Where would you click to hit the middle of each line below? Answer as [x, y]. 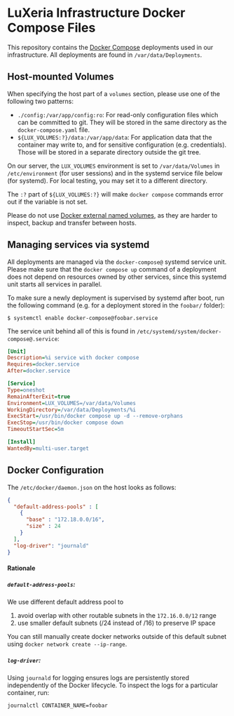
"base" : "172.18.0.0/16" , [65, 520]
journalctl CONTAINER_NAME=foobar [58, 706]
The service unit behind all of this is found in [71, 331]
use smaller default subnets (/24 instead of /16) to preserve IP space [116, 623]
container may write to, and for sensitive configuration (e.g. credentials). [122, 145]
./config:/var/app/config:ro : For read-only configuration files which [118, 114]
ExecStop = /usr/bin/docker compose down [66, 423]
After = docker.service [39, 371]
